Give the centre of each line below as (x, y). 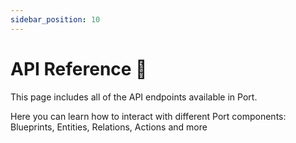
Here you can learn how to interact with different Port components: (148, 116)
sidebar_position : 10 (55, 19)
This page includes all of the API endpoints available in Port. (134, 97)
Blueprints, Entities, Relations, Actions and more (109, 127)
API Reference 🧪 (79, 68)
